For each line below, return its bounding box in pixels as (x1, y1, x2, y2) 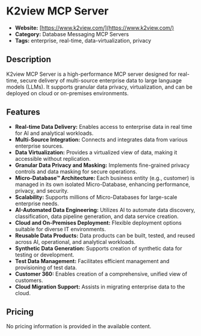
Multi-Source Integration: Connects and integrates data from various (14, 135, 188, 143)
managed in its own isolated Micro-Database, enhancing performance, (14, 181, 191, 188)
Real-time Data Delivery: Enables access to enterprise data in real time (14, 123, 193, 130)
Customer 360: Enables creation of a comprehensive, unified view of (14, 270, 188, 278)
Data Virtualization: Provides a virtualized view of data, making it (14, 149, 178, 156)
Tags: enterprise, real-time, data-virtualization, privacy (14, 37, 152, 44)
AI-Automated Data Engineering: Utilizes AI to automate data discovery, (14, 206, 196, 213)
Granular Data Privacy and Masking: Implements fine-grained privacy (14, 161, 190, 169)
